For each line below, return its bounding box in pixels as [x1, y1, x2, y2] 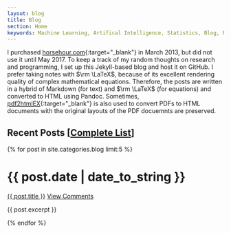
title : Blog [7, 17, 41, 23]
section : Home [7, 23, 48, 30]
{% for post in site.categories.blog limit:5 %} [7, 145, 133, 154]
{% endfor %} [7, 219, 47, 227]
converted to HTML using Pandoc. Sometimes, [7, 92, 140, 101]
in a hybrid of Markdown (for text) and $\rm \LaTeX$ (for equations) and [7, 85, 212, 93]
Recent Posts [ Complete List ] [7, 127, 135, 139]
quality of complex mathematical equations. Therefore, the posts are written [7, 77, 222, 86]
